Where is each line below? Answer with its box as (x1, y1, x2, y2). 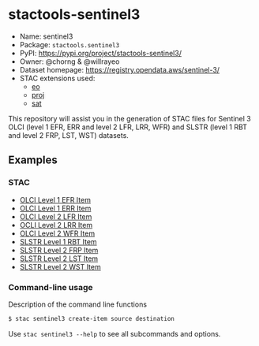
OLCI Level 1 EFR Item (19, 195, 91, 204)
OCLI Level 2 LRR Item (19, 220, 93, 229)
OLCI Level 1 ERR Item (19, 203, 92, 213)
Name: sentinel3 (19, 32, 73, 41)
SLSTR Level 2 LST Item (19, 254, 99, 263)
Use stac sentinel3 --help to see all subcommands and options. (8, 329, 221, 338)
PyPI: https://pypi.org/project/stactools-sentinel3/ (19, 48, 182, 58)
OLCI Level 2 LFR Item (19, 211, 92, 221)
